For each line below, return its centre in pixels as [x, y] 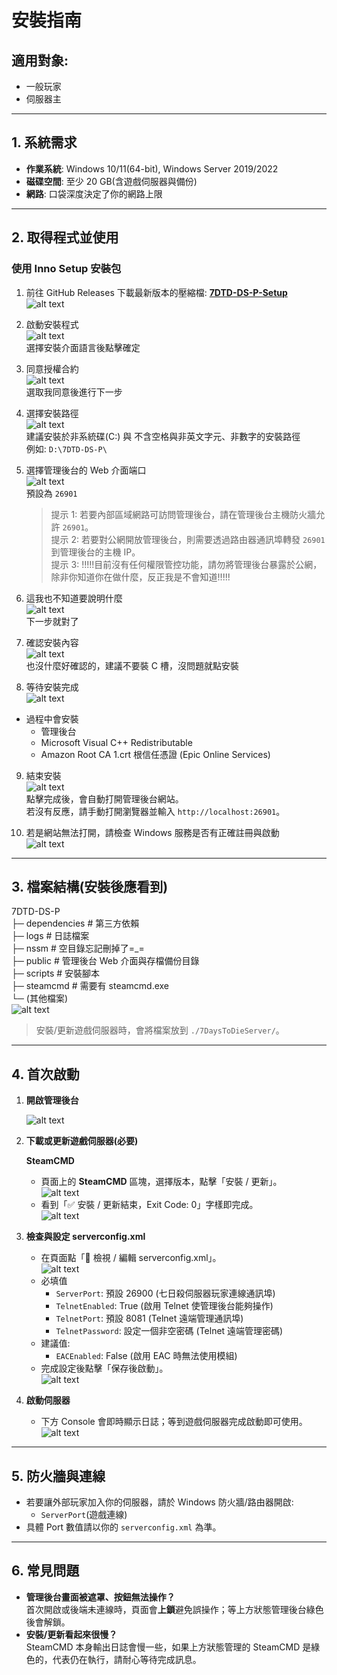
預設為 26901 [51, 493]
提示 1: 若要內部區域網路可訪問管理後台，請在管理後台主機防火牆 [183, 514]
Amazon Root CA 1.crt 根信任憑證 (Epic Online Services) [155, 754]
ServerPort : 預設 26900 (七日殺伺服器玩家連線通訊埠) [165, 1293]
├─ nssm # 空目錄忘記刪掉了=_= [78, 948]
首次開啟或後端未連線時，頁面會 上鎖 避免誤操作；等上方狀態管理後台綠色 [174, 1609]
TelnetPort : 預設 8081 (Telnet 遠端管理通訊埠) [149, 1318]
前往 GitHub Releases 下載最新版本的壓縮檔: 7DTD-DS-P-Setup [156, 292]
